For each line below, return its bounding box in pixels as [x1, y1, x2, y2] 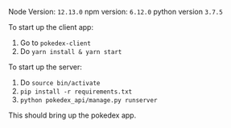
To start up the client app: [8, 23, 94, 31]
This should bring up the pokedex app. [8, 110, 137, 120]
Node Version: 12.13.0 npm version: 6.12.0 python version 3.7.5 [8, 7, 223, 16]
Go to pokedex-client [19, 38, 91, 47]
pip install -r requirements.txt [19, 88, 133, 96]
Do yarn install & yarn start [19, 47, 122, 56]
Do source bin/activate [19, 78, 101, 87]
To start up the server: [8, 62, 83, 72]
